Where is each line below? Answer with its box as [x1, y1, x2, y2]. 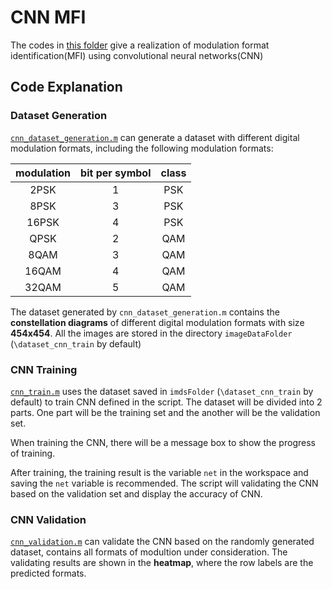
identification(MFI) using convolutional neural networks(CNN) [10, 49, 264, 61]
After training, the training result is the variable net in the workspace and [10, 466, 309, 478]
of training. [10, 447, 56, 459]
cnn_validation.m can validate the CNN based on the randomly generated [10, 536, 315, 548]
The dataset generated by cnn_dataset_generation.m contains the [10, 306, 280, 318]
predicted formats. [10, 567, 87, 580]
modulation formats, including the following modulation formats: [10, 142, 274, 154]
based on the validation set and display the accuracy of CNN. [10, 487, 263, 500]
